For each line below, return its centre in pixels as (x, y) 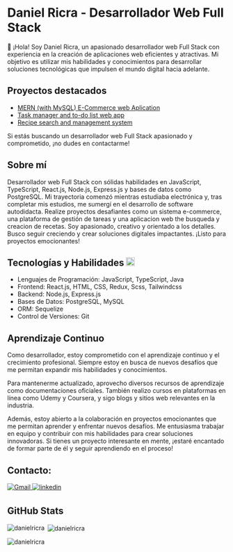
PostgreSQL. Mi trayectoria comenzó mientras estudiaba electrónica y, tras (115, 197)
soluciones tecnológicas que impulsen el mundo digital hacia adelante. (109, 69)
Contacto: (30, 470)
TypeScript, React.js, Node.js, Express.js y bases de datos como (99, 189)
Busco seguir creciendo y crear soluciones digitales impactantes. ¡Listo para (116, 234)
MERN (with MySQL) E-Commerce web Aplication (89, 107)
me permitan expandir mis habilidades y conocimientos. (87, 370)
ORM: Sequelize (40, 309)
